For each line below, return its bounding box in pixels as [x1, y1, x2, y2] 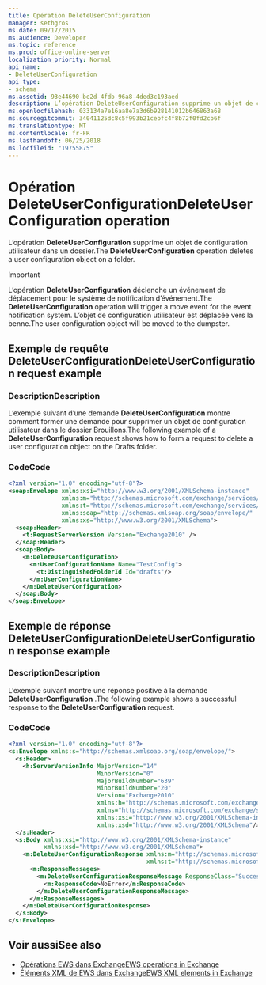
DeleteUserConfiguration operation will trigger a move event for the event [8, 302, 252, 312]
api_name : [8, 63, 41, 71]
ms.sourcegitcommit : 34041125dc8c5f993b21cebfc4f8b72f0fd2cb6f [8, 115, 222, 123]
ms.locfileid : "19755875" [8, 144, 93, 152]
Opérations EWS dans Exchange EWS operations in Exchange [19, 959, 220, 969]
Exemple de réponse [8, 619, 112, 633]
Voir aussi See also [8, 938, 101, 952]
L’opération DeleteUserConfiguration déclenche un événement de [8, 286, 226, 295]
